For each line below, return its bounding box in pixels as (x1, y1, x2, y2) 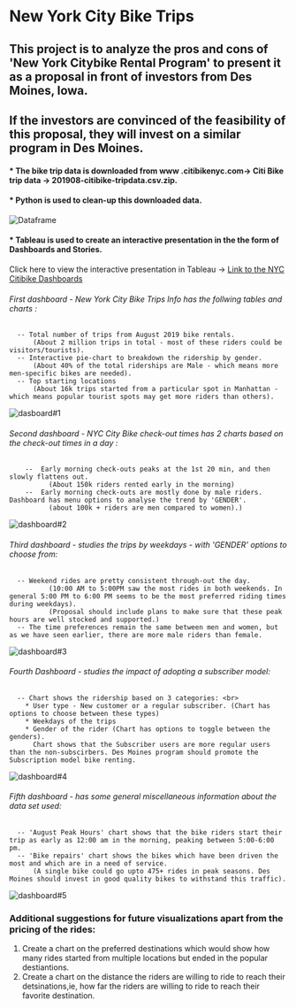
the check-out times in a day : (9, 437, 118, 448)
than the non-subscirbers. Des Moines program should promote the (9, 748, 259, 757)
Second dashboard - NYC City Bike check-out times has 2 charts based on (9, 427, 284, 439)
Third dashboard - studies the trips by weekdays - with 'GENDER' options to (9, 539, 287, 550)
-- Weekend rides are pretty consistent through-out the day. (17, 576, 251, 585)
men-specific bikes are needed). (9, 369, 133, 378)
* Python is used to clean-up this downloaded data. (9, 195, 202, 205)
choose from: (9, 549, 58, 559)
